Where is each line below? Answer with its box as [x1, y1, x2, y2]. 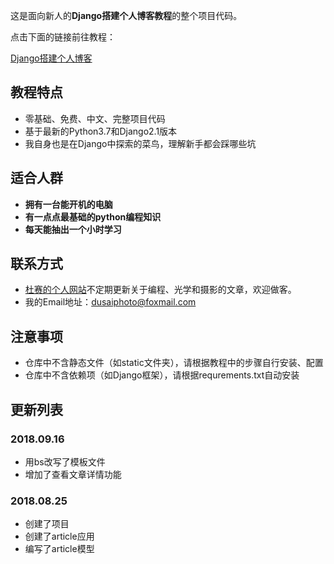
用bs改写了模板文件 [24, 455, 106, 468]
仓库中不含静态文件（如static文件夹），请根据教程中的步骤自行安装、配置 [24, 357, 324, 369]
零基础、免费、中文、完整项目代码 [24, 112, 166, 124]
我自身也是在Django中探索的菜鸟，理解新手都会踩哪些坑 [24, 137, 257, 149]
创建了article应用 [24, 530, 95, 543]
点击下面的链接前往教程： [10, 31, 116, 43]
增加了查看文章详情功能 [24, 468, 122, 480]
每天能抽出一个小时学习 [24, 223, 122, 235]
